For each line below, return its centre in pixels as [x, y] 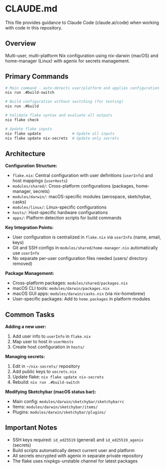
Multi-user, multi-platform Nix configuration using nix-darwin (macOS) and [82, 55]
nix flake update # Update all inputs [60, 133]
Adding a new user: [26, 327]
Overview [21, 44]
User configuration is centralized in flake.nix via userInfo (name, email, [86, 237]
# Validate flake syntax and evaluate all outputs [59, 115]
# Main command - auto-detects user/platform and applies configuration [82, 88]
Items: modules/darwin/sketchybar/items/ [55, 407]
